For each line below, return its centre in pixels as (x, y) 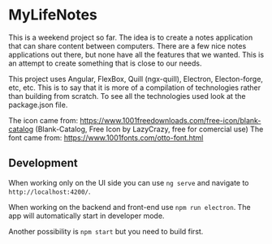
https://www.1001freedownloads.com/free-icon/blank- (171, 120)
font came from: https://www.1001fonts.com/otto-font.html (106, 137)
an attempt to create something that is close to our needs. (105, 63)
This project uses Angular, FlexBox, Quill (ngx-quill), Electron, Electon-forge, (136, 79)
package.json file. (38, 105)
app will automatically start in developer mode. (86, 216)
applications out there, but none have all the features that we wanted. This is (136, 54)
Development (43, 163)
